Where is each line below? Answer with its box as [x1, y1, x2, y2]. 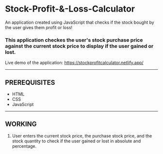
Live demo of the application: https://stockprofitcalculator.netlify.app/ [5, 60, 144, 66]
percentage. [12, 143, 37, 149]
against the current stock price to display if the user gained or [5, 43, 154, 49]
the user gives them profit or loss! [5, 24, 73, 30]
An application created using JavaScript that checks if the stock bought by [5, 19, 154, 25]
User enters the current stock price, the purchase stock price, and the [12, 133, 152, 139]
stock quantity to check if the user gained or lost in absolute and [12, 138, 141, 144]
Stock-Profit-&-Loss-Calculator [5, 3, 135, 15]
